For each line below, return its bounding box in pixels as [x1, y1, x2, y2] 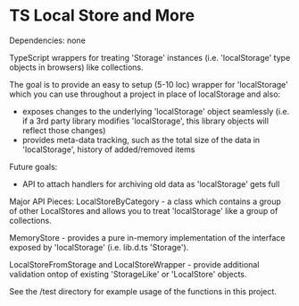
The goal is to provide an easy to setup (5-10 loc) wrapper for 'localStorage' [9, 79, 288, 89]
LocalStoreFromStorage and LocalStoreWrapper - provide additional [9, 259, 260, 269]
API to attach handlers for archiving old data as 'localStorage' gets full [21, 178, 280, 189]
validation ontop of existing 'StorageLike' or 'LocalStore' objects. [9, 268, 247, 279]
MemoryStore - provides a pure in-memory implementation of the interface [9, 232, 286, 242]
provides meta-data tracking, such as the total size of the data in [21, 134, 261, 145]
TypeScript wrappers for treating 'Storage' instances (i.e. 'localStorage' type [9, 52, 291, 63]
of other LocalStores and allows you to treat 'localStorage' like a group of [9, 205, 278, 216]
